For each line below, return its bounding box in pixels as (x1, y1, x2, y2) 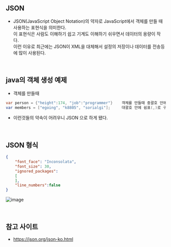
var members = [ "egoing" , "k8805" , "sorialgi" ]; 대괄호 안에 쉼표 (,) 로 (6, 105, 161, 110)
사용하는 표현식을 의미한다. (13, 24, 66, 30)
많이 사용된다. (18, 50, 46, 56)
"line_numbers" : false (15, 183, 60, 188)
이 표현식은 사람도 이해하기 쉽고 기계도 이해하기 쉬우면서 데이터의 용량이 (13, 30, 156, 37)
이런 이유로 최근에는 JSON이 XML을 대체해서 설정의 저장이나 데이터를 (13, 43, 152, 50)
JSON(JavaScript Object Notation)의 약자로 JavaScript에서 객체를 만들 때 (13, 18, 163, 24)
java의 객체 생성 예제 (6, 76, 67, 85)
